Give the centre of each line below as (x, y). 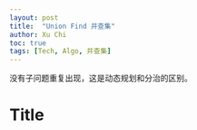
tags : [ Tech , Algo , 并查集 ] (60, 51)
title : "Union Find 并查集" (63, 26)
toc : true (28, 43)
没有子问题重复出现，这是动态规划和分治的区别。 (101, 79)
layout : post (34, 18)
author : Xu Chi (38, 34)
